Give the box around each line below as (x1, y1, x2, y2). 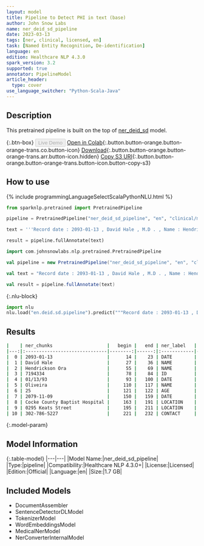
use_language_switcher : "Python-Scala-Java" (6, 88, 121, 94)
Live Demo (38, 139, 63, 146)
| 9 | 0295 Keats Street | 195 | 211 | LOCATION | (6, 404, 197, 411)
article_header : (6, 77, 47, 83)
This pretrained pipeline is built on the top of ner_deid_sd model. (6, 126, 168, 134)
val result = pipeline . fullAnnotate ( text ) (6, 281, 115, 287)
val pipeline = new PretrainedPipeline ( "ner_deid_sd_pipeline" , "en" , (6, 259, 189, 265)
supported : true (6, 65, 47, 72)
